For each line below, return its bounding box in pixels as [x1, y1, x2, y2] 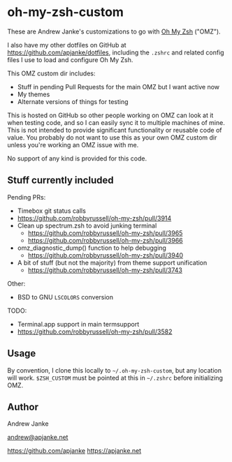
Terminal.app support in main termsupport [17, 320, 140, 328]
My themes [17, 90, 50, 98]
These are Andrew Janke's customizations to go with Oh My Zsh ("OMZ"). [7, 27, 222, 36]
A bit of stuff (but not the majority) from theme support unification [17, 258, 208, 267]
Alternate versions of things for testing [17, 97, 129, 105]
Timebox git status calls [17, 207, 86, 215]
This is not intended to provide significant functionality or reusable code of [7, 126, 222, 134]
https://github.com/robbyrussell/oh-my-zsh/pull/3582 [17, 327, 173, 336]
